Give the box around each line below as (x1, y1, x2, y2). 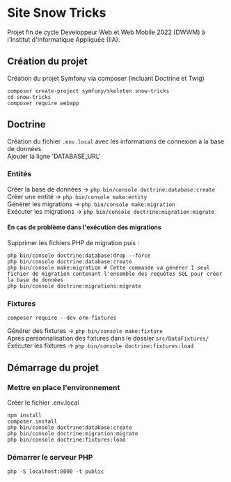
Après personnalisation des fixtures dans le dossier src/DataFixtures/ (7, 334, 209, 343)
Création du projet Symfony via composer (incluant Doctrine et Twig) (7, 74, 205, 82)
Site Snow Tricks (7, 5, 106, 21)
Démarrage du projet (7, 361, 99, 373)
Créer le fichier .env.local (7, 398, 79, 407)
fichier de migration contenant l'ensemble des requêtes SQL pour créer (7, 270, 223, 278)
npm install (7, 412, 42, 419)
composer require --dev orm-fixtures (7, 315, 117, 322)
